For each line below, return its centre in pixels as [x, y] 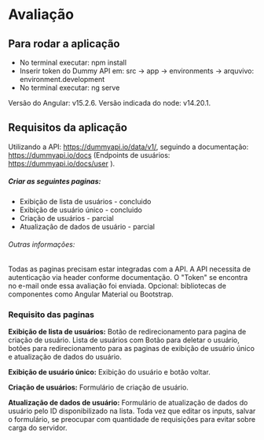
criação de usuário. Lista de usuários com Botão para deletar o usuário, [124, 340]
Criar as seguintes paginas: [55, 181]
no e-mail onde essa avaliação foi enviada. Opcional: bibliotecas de [117, 285]
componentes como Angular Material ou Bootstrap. [91, 294]
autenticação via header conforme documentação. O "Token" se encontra [128, 277]
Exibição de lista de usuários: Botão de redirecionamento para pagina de [127, 332]
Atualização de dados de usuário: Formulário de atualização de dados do [128, 403]
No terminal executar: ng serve [70, 88]
